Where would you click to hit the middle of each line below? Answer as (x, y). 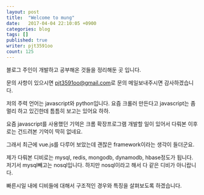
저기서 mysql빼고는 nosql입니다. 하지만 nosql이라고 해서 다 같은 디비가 (91, 165)
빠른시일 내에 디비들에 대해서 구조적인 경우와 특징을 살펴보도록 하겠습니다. (94, 185)
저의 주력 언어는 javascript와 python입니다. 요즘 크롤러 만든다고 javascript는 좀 (101, 103)
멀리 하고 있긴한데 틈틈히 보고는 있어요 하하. (58, 111)
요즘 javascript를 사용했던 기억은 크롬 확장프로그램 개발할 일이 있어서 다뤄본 (97, 124)
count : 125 (20, 52)
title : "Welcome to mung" (40, 18)
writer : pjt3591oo (30, 46)
